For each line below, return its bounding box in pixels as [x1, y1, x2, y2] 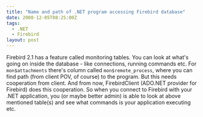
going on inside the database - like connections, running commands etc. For [6, 60, 197, 67]
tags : [6, 20, 20, 26]
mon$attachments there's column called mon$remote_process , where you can [6, 67, 193, 73]
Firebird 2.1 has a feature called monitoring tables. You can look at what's [6, 54, 189, 61]
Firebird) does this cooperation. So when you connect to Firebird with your [6, 86, 193, 93]
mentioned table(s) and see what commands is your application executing [6, 99, 191, 106]
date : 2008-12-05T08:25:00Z [6, 15, 78, 21]
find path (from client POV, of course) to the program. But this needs [6, 73, 177, 80]
